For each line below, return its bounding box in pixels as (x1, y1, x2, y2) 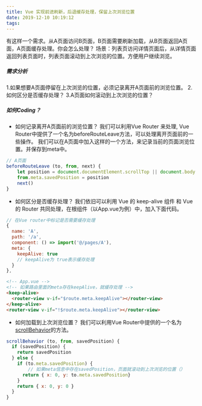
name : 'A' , (11, 228, 39, 235)
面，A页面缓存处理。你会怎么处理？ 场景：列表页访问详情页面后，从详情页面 (6, 45, 197, 52)
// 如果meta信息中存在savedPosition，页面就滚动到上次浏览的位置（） (28, 366, 185, 372)
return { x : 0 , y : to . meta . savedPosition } (22, 372, 131, 378)
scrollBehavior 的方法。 (14, 326, 72, 333)
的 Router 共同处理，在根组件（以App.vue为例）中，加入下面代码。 (14, 205, 183, 212)
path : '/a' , (11, 234, 42, 240)
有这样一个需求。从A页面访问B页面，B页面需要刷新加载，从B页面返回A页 (6, 38, 188, 45)
